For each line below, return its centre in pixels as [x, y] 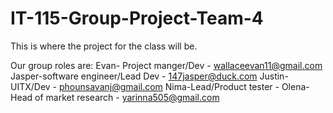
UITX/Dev [30, 86]
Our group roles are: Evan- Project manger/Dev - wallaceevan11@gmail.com [166, 65]
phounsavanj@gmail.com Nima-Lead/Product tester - [169, 86]
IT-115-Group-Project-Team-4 [137, 18]
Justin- [274, 76]
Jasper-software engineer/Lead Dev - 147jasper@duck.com [134, 76]
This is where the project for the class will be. [104, 46]
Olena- [295, 86]
